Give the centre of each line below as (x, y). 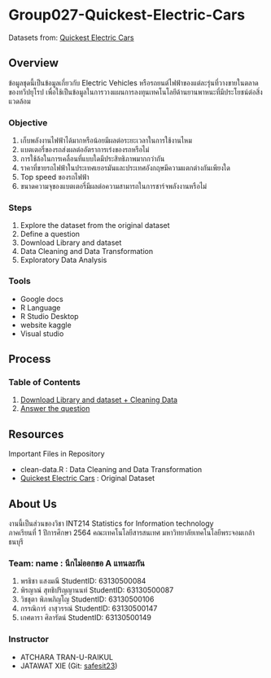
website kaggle (46, 325)
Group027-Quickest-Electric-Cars (127, 15)
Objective (28, 122)
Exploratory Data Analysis (63, 260)
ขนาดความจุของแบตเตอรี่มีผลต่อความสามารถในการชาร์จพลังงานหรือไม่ (114, 186)
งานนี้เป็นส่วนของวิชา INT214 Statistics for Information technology (111, 523)
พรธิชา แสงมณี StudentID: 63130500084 (83, 581)
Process (30, 359)
